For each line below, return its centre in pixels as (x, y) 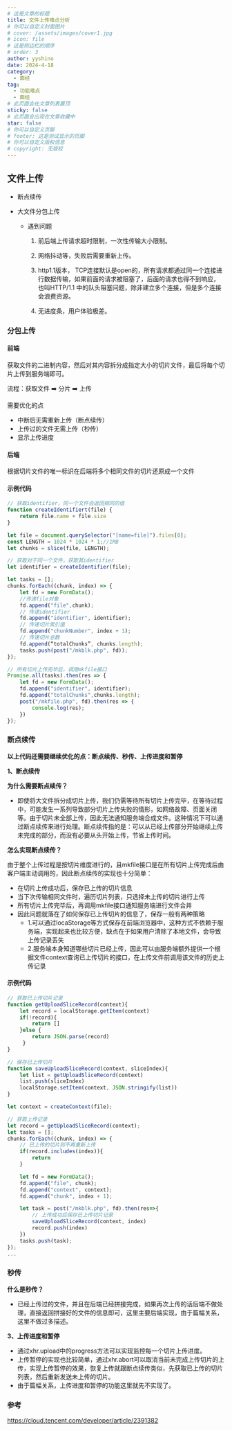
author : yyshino (30, 59)
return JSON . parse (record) (71, 1037)
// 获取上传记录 (27, 1119)
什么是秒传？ (25, 1289)
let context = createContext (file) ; (60, 1107)
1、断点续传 (24, 771)
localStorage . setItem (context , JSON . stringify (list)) (98, 1088)
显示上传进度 (35, 437)
